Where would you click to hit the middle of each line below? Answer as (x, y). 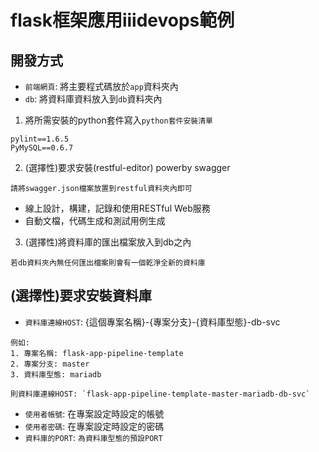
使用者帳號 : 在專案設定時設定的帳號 (94, 413)
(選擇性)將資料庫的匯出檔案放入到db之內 (108, 242)
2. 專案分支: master (50, 364)
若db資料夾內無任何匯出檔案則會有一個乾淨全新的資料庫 (108, 263)
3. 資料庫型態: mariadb (56, 374)
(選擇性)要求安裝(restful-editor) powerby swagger (127, 167)
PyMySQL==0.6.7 (42, 148)
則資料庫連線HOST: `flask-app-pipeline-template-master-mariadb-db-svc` (160, 394)
